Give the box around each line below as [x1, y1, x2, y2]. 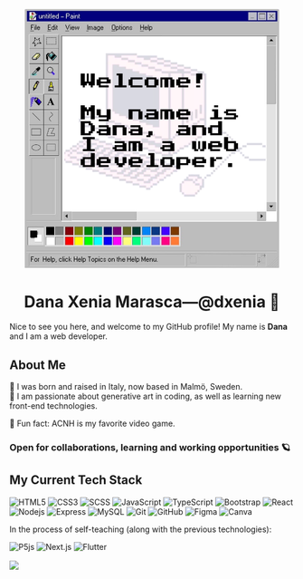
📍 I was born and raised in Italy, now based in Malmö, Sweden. [9, 381, 243, 392]
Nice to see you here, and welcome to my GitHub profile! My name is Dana [9, 322, 288, 333]
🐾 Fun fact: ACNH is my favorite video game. [9, 418, 175, 429]
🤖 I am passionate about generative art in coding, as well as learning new [9, 391, 282, 402]
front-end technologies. [9, 400, 98, 411]
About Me [9, 357, 66, 372]
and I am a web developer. [9, 331, 109, 342]
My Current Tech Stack [9, 472, 143, 488]
